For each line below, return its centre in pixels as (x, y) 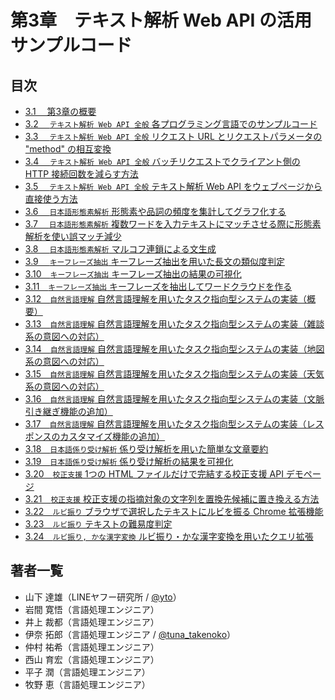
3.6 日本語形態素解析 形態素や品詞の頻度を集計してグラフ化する (155, 211)
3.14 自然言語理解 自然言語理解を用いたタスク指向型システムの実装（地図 (174, 349)
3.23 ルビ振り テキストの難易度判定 (98, 524)
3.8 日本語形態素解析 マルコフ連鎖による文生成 (120, 249)
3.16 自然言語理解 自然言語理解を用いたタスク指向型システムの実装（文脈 (174, 399)
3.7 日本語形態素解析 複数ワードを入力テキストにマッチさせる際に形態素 (173, 224)
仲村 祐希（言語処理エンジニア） (92, 647)
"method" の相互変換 (68, 149)
